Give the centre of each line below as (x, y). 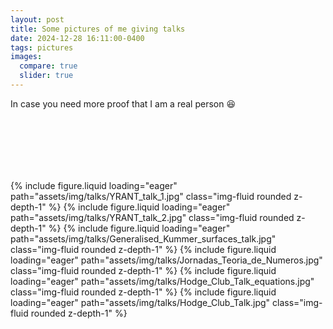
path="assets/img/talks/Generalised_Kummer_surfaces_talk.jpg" (143, 238)
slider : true (46, 76)
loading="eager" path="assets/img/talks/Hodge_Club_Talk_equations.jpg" (162, 281)
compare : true (48, 66)
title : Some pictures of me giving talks (98, 29)
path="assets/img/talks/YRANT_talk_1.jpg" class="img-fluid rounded (151, 196)
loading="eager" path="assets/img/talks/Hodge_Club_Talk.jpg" (140, 302)
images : (26, 57)
